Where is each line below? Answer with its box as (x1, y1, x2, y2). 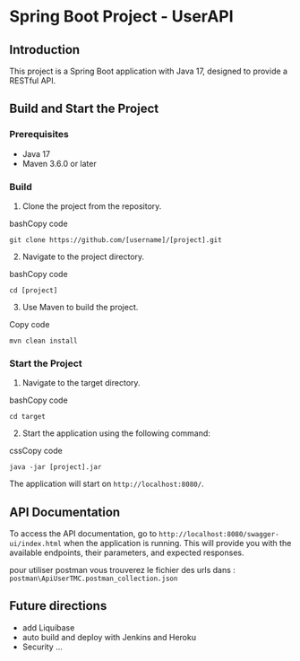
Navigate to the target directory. (21, 378, 141, 388)
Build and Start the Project (9, 101, 159, 117)
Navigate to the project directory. (21, 251, 145, 262)
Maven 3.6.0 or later (21, 158, 97, 169)
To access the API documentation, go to (9, 528, 158, 539)
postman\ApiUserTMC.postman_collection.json (9, 574, 178, 584)
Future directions (9, 598, 107, 613)
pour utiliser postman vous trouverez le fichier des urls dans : (9, 565, 236, 576)
